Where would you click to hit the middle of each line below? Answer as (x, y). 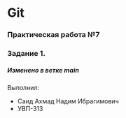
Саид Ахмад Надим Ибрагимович (68, 101)
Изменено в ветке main (43, 70)
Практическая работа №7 (54, 35)
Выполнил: (23, 88)
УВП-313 (30, 109)
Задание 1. (26, 54)
